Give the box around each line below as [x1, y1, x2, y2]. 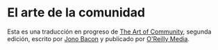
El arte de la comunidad [7, 5, 146, 21]
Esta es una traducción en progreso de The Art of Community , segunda [7, 27, 212, 36]
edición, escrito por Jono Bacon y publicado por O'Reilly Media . [7, 34, 190, 42]
